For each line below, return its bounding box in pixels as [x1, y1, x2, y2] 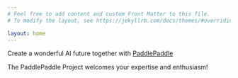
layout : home [7, 30, 46, 37]
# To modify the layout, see [7, 17, 93, 24]
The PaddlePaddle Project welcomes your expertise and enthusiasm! [7, 63, 208, 72]
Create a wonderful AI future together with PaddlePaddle [7, 49, 174, 57]
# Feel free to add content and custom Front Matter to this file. [7, 10, 211, 18]
